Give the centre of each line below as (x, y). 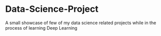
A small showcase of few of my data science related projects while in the (81, 23)
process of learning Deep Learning (41, 28)
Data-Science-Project (52, 9)
